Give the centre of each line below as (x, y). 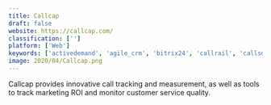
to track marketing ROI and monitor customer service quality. (110, 92)
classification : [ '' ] (45, 38)
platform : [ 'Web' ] (39, 46)
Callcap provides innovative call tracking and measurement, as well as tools (134, 84)
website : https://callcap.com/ (61, 31)
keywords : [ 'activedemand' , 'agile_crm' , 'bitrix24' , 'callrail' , (122, 53)
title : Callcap (34, 16)
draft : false (30, 23)
